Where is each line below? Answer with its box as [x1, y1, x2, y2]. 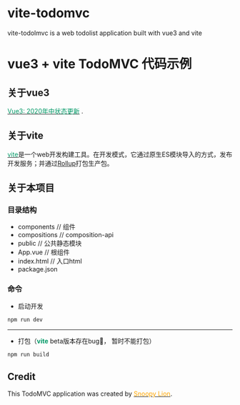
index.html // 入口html [17, 257, 82, 266]
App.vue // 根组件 [17, 248, 70, 256]
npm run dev [7, 316, 43, 323]
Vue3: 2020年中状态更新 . [7, 106, 84, 115]
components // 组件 [17, 223, 76, 231]
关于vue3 [7, 86, 50, 99]
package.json [17, 265, 59, 274]
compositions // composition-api [17, 231, 114, 239]
